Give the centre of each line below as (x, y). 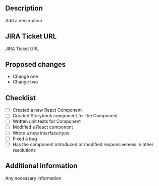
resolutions (24, 150)
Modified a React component (43, 127)
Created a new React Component (47, 110)
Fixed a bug (25, 138)
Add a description (24, 20)
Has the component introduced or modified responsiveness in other (83, 144)
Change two (25, 82)
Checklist (21, 98)
